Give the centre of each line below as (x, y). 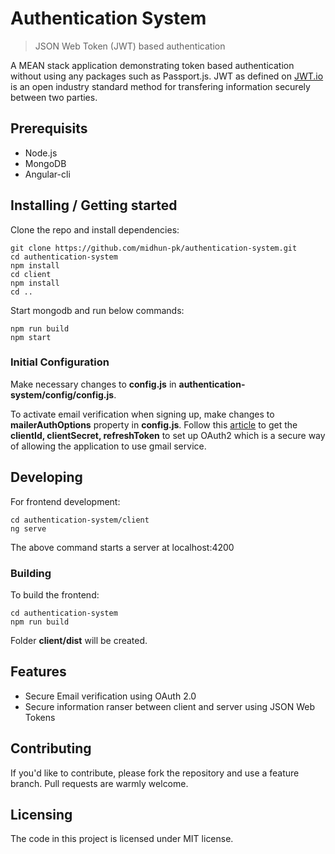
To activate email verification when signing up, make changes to (142, 414)
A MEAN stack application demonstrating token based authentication (152, 65)
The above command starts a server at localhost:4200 (122, 547)
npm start (31, 337)
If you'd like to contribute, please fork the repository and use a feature (155, 773)
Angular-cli (47, 174)
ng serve (28, 528)
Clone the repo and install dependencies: (95, 229)
